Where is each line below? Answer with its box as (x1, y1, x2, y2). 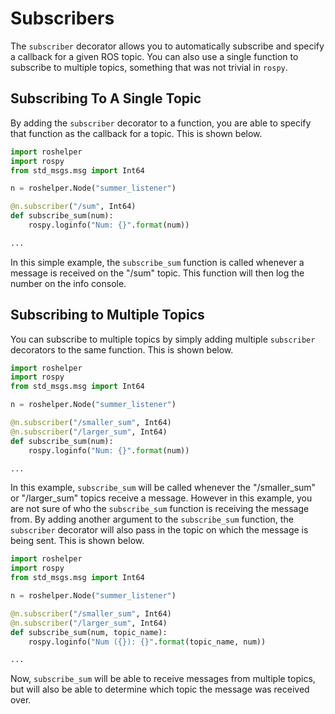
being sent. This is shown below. (10, 535, 145, 547)
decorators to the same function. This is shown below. (10, 343, 234, 356)
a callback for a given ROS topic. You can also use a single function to (10, 50, 299, 62)
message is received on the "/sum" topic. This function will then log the (10, 267, 305, 279)
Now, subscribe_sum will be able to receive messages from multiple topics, (10, 673, 316, 685)
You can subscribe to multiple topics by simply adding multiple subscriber (10, 333, 316, 345)
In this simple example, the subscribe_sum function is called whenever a (10, 256, 305, 268)
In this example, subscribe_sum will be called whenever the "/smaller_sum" (10, 482, 317, 494)
